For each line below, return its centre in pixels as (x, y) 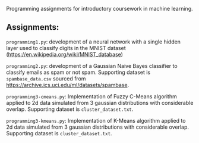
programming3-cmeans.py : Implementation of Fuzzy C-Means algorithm (91, 96)
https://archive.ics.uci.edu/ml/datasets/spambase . (68, 85)
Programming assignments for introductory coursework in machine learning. (99, 9)
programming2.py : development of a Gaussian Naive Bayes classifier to (92, 66)
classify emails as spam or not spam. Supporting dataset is (78, 72)
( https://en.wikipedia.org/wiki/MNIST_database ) (65, 54)
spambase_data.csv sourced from (46, 78)
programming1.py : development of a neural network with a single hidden (94, 42)
